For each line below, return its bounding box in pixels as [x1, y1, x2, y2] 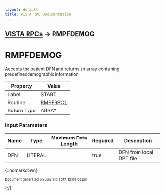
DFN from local [118, 149, 154, 156]
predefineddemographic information [5, 71, 79, 77]
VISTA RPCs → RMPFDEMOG [5, 30, 95, 38]
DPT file [118, 155, 137, 162]
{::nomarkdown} [5, 167, 38, 173]
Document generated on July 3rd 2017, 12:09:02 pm [5, 177, 87, 182]
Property [11, 83, 33, 89]
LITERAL [26, 152, 47, 159]
